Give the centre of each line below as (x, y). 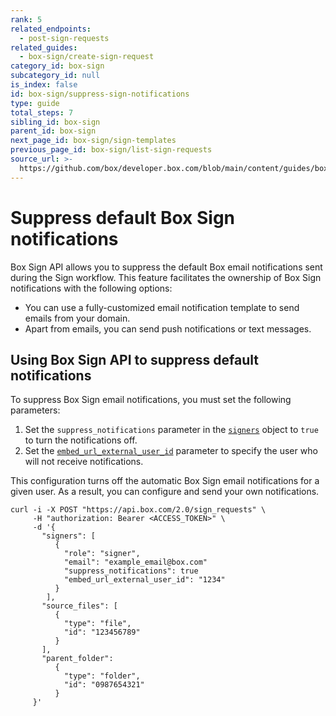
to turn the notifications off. (81, 440)
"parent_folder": (77, 659)
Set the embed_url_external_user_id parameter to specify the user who (171, 451)
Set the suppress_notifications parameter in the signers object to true (171, 430)
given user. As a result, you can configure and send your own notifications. (165, 492)
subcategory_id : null (55, 76)
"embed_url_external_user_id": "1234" (144, 580)
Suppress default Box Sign (123, 217)
